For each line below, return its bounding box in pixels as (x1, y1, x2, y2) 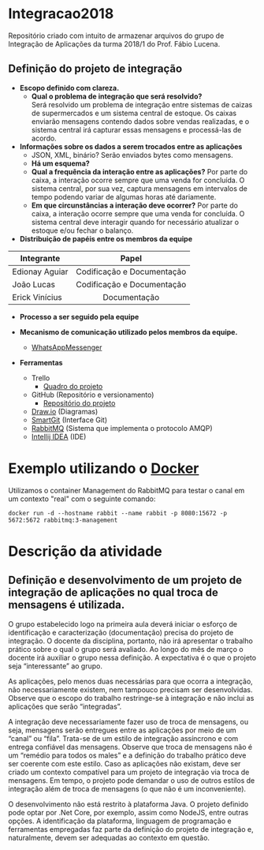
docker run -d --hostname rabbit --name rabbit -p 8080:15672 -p (8, 509, 227, 517)
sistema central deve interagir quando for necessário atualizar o (31, 217, 239, 227)
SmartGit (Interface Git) (31, 415, 108, 425)
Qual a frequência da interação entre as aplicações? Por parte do (31, 167, 248, 176)
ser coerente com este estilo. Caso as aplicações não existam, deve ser (8, 758, 241, 768)
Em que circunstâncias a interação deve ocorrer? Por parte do (31, 200, 239, 210)
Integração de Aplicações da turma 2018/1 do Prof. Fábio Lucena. (8, 39, 221, 48)
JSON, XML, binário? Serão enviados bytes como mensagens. (31, 150, 234, 159)
